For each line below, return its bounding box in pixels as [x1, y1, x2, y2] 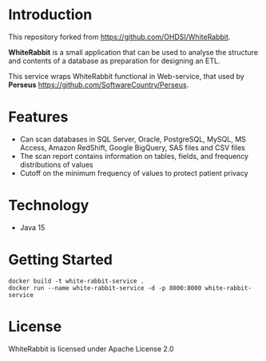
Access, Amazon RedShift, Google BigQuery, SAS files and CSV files [19, 142, 246, 153]
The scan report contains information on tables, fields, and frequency [19, 151, 249, 161]
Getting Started [8, 251, 113, 268]
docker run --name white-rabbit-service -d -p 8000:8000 [8, 284, 202, 292]
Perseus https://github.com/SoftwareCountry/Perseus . [8, 80, 189, 89]
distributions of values [19, 160, 93, 169]
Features [8, 108, 69, 126]
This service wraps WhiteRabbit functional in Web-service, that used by [8, 71, 245, 81]
